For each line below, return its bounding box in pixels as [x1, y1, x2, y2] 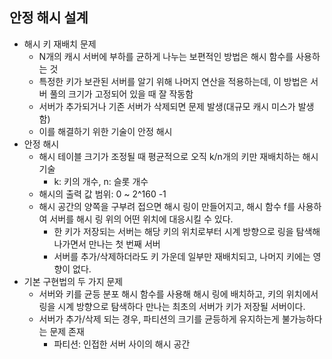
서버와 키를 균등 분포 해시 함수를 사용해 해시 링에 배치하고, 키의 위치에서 [38, 288, 319, 300]
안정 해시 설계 [9, 9, 89, 27]
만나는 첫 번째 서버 [88, 238, 161, 250]
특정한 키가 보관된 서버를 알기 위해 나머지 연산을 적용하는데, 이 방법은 [38, 75, 309, 87]
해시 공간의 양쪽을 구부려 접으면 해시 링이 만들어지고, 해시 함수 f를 [38, 200, 296, 212]
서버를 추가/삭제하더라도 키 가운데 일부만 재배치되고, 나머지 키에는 [53, 250, 311, 262]
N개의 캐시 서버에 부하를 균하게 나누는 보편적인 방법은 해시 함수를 [38, 50, 294, 62]
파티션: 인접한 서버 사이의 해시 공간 [53, 338, 191, 350]
